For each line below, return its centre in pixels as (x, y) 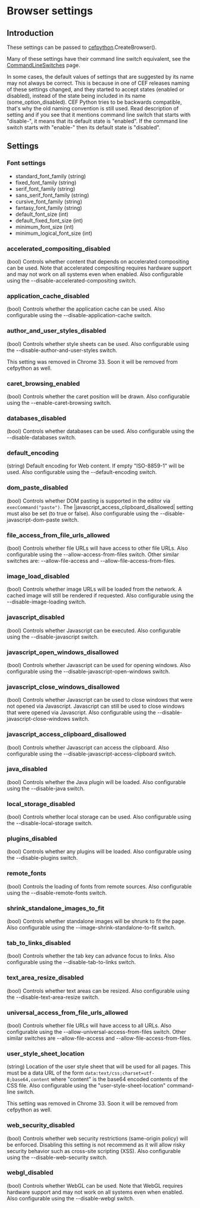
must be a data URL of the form (45, 1073)
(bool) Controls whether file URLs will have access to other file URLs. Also (97, 548)
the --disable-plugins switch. (42, 858)
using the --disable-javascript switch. (53, 637)
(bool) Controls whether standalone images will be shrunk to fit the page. (96, 921)
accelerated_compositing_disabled (59, 249)
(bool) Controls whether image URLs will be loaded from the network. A (94, 589)
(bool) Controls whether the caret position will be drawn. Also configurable (98, 396)
